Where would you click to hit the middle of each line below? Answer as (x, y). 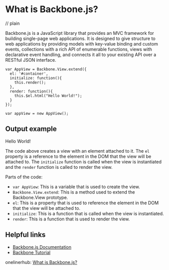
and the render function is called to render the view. (59, 167)
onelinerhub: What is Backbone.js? (41, 262)
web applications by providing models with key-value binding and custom (82, 43)
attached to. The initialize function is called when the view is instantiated (83, 162)
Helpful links (25, 235)
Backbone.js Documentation (42, 247)
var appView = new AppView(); (37, 113)
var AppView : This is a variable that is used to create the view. (76, 187)
